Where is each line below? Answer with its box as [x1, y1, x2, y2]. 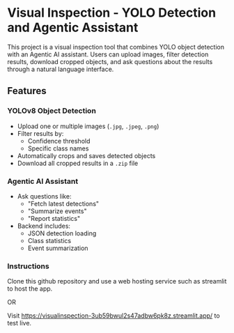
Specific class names [27, 144, 89, 153]
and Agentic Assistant [7, 20, 139, 36]
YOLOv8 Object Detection [7, 106, 96, 116]
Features [7, 85, 47, 97]
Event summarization [27, 244, 88, 252]
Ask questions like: [17, 192, 72, 200]
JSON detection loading [27, 229, 97, 238]
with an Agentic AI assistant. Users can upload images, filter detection [7, 50, 209, 59]
